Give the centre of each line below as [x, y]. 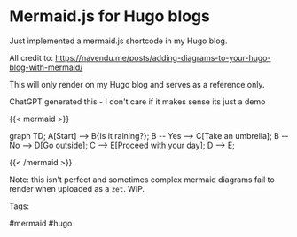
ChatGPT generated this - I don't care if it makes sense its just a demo [137, 101]
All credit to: [31, 57]
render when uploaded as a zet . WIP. [77, 188]
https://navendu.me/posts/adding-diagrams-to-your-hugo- [163, 57]
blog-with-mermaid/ [46, 67]
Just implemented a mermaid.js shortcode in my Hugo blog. [118, 41]
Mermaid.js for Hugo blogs [110, 16]
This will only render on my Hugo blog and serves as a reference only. [137, 84]
